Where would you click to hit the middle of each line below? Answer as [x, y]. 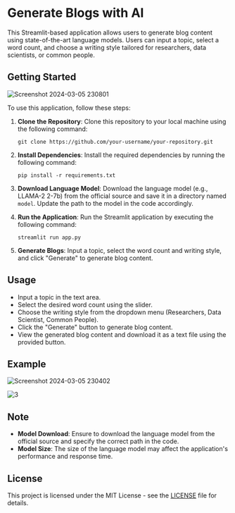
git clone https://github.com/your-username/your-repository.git [115, 142]
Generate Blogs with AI [76, 13]
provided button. [42, 342]
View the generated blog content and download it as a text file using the [122, 334]
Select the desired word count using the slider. [85, 304]
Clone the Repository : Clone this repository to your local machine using [122, 121]
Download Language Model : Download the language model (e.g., [113, 188]
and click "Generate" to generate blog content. [85, 258]
